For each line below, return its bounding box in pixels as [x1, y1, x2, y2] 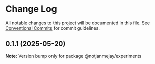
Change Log [5, 3, 57, 15]
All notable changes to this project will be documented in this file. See [5, 20, 150, 26]
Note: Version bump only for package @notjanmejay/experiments [5, 53, 142, 59]
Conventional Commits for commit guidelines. [5, 25, 100, 31]
